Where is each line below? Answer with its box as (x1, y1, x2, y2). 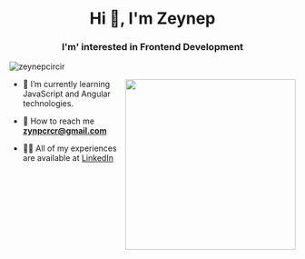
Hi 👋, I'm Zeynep (89, 8, 216, 29)
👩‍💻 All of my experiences (22, 143, 117, 154)
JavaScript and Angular (22, 88, 111, 99)
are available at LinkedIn (22, 153, 113, 164)
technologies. (22, 98, 74, 109)
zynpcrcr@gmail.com (22, 125, 107, 136)
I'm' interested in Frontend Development (62, 41, 243, 54)
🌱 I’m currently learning (22, 79, 111, 90)
